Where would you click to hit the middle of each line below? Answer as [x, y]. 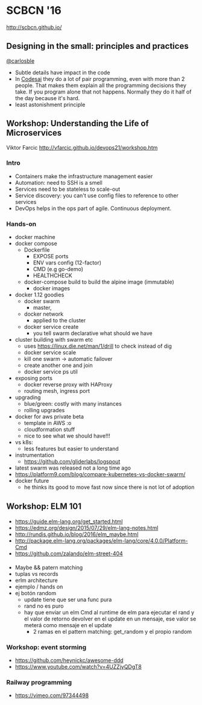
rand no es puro [44, 606]
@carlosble [21, 60]
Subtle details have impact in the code [62, 72]
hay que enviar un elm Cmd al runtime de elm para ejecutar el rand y [109, 612]
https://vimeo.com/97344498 [52, 695]
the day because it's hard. [47, 98]
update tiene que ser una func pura [68, 599]
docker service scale [50, 353]
